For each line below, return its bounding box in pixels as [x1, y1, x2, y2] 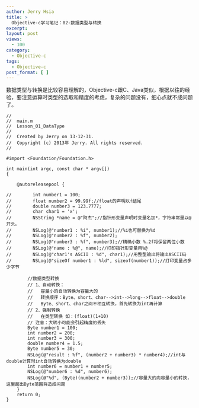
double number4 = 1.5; [27, 340, 84, 347]
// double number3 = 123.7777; [6, 203, 102, 209]
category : [6, 47, 31, 53]
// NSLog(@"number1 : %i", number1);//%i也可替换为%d [6, 228, 156, 234]
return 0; [17, 392, 41, 398]
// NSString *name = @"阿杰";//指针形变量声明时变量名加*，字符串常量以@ [6, 215, 192, 221]
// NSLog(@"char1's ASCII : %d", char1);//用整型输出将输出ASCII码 [6, 251, 187, 258]
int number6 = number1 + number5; [27, 364, 113, 369]
